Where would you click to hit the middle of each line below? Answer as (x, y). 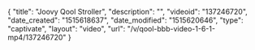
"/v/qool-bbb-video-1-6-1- (171, 29)
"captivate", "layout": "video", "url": (67, 29)
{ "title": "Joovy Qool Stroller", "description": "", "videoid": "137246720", (128, 12)
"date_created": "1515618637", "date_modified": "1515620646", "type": (126, 20)
